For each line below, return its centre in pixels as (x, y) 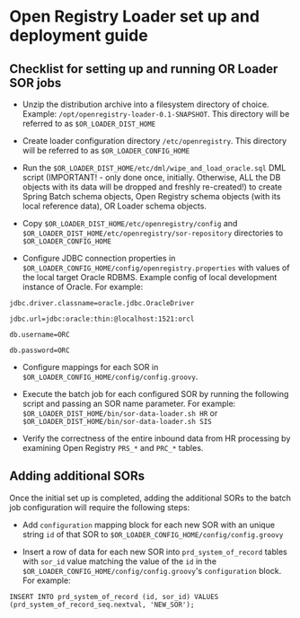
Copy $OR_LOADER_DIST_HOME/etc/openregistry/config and (130, 223)
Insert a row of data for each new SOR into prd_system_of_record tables (154, 552)
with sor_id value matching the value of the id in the (119, 561)
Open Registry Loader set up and (135, 17)
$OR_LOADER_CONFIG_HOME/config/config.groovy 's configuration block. (152, 570)
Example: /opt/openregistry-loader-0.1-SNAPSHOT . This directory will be (156, 114)
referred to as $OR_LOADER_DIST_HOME (89, 124)
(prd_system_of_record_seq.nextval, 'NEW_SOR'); (102, 605)
